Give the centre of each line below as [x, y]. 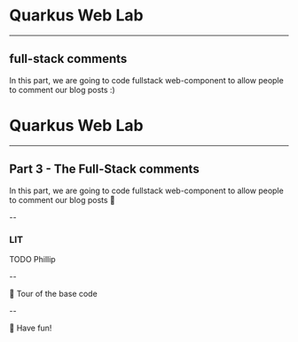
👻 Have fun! [31, 328]
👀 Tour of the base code [53, 293]
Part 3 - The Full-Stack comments [104, 169]
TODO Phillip [32, 259]
